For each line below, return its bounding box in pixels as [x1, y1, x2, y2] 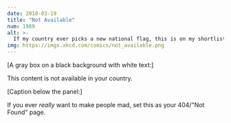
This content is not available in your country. [7, 74, 133, 82]
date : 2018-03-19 [7, 10, 57, 17]
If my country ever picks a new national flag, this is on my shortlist [13, 36, 226, 43]
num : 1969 [7, 23, 36, 30]
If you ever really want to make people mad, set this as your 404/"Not [7, 101, 205, 109]
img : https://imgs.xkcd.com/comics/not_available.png [7, 42, 165, 49]
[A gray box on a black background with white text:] [7, 61, 154, 69]
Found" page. [7, 108, 46, 116]
